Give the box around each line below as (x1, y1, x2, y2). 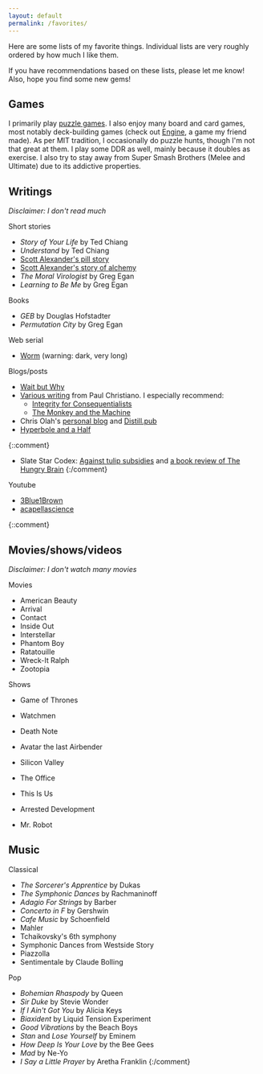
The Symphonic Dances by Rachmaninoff (19, 888, 158, 898)
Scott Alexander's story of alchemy (19, 263, 137, 273)
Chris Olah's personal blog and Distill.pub (19, 416, 158, 426)
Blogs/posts (8, 367, 48, 377)
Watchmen (19, 710, 56, 720)
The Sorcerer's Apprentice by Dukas (19, 880, 141, 890)
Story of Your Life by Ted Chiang (19, 237, 128, 247)
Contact (19, 612, 47, 622)
